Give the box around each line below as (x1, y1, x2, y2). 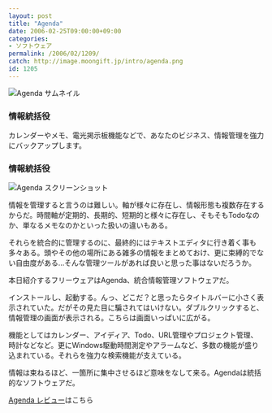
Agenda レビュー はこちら (8, 395, 94, 405)
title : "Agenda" (8, 20, 63, 28)
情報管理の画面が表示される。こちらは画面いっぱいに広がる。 (8, 313, 215, 323)
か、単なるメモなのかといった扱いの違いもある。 (8, 220, 172, 230)
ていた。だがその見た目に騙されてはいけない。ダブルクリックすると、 (29, 302, 264, 313)
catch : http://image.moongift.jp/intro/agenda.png (8, 58, 183, 66)
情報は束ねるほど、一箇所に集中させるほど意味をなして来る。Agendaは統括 (8, 367, 261, 378)
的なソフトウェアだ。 (8, 378, 80, 388)
